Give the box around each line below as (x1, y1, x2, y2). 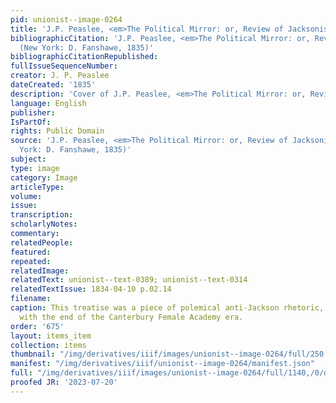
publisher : (10, 107, 56, 118)
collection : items (10, 340, 87, 350)
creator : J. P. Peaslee (10, 71, 110, 81)
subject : (10, 154, 47, 164)
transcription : (10, 210, 74, 220)
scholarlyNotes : (10, 219, 78, 230)
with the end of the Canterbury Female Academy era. (19, 312, 244, 322)
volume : (10, 191, 43, 201)
